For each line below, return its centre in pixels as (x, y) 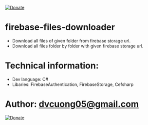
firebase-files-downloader (60, 27)
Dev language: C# (30, 79)
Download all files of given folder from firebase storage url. (71, 41)
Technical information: (52, 66)
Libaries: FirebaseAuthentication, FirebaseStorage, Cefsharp (73, 84)
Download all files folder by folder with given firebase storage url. (78, 46)
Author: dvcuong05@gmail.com (72, 104)
